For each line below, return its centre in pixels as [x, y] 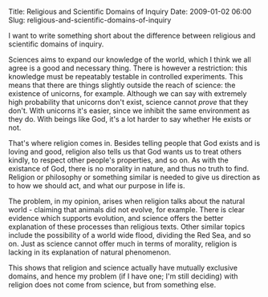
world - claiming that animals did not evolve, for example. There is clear [127, 210]
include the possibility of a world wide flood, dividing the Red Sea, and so [130, 235]
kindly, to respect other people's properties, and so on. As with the [118, 160]
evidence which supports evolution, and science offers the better [116, 218]
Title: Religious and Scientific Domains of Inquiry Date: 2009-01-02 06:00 [130, 12]
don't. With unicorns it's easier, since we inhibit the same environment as [129, 110]
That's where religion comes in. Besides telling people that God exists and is [134, 143]
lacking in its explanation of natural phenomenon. [89, 252]
